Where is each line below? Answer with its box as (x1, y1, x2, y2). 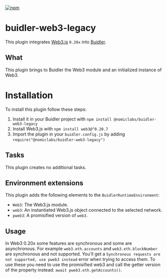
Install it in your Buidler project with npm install (12, 116, 112, 122)
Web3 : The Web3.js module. (12, 202, 68, 208)
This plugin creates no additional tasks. (5, 164, 87, 170)
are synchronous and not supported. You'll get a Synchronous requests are (5, 251, 161, 257)
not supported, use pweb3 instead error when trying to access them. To (5, 256, 155, 262)
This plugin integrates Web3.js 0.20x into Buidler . (5, 39, 107, 45)
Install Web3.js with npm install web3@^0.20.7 (12, 125, 108, 131)
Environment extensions (5, 179, 83, 187)
